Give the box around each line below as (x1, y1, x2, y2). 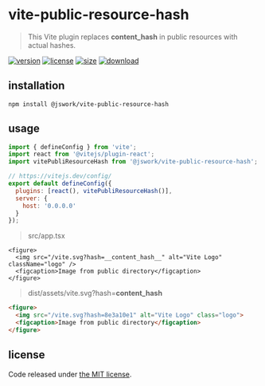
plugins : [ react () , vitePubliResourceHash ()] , (15, 187, 173, 195)
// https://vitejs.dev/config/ (8, 172, 112, 180)
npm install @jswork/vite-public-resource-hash (8, 100, 170, 108)
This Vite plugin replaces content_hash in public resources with (27, 32, 238, 41)
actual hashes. (27, 40, 76, 49)
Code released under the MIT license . (8, 369, 132, 379)
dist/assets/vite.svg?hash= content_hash (27, 289, 163, 298)
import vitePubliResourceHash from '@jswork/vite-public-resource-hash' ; (8, 158, 259, 166)
